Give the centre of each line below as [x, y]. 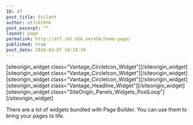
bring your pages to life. [35, 116]
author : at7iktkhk [29, 22]
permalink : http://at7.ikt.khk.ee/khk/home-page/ [69, 39]
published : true [26, 45]
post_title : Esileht [32, 17]
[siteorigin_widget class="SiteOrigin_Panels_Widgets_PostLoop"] [85, 91]
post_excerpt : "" [28, 28]
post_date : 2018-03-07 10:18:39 [46, 50]
